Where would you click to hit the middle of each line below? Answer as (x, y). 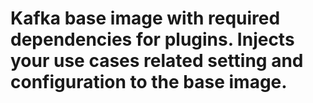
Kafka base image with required (145, 18)
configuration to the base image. (149, 82)
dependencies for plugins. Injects (152, 39)
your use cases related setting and (157, 61)
